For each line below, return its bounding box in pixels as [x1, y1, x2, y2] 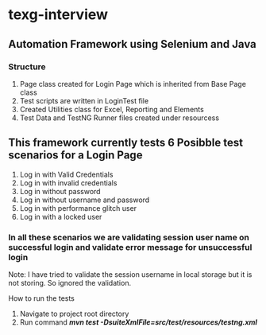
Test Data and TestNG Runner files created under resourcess [19, 113, 220, 123]
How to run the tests [8, 293, 75, 303]
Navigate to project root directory [19, 309, 129, 318]
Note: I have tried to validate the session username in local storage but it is [8, 269, 253, 279]
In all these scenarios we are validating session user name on [8, 232, 250, 243]
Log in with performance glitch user [19, 203, 137, 212]
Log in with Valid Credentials [19, 169, 114, 179]
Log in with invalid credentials [19, 177, 118, 188]
